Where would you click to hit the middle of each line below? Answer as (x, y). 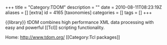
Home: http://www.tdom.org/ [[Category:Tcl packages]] (63, 37)
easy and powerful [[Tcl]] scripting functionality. (55, 27)
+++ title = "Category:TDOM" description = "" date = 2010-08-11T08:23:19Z (83, 7)
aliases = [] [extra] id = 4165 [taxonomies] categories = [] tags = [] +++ (78, 12)
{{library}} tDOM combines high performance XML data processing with (79, 22)
